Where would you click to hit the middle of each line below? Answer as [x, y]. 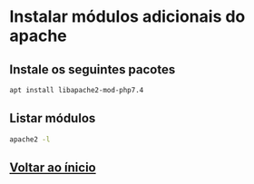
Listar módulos [53, 118]
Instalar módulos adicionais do [127, 17]
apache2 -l [30, 139]
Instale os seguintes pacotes [93, 69]
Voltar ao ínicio [53, 167]
